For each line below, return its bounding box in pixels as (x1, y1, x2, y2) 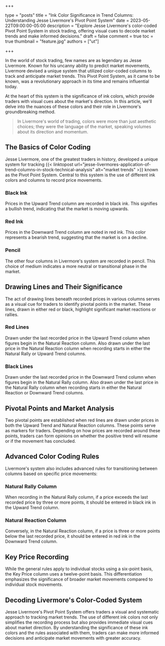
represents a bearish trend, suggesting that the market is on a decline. (5, 234, 148, 240)
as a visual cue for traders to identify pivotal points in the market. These (5, 301, 151, 307)
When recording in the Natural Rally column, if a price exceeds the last (5, 494, 148, 500)
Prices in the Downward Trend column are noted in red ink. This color (5, 229, 146, 235)
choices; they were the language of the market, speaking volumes (17, 124, 152, 129)
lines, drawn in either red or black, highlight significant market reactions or (5, 306, 156, 312)
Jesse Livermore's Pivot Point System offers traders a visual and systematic (5, 609, 159, 614)
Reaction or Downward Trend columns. (5, 390, 85, 396)
